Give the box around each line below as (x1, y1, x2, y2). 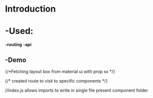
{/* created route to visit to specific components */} (5, 78, 108, 83)
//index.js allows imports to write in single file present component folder (5, 87, 148, 93)
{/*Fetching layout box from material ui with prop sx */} (5, 68, 115, 74)
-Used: (5, 26, 33, 37)
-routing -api (5, 42, 31, 48)
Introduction (5, 3, 56, 15)
